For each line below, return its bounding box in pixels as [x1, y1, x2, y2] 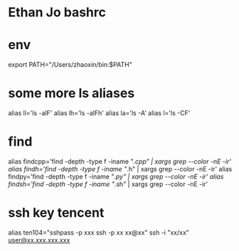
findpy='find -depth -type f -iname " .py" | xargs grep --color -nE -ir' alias [8, 172, 224, 181]
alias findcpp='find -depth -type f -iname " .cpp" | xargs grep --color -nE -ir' [8, 157, 232, 166]
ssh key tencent [8, 205, 105, 221]
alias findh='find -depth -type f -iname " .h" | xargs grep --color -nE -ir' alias [8, 165, 233, 173]
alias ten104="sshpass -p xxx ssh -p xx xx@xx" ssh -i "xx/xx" [8, 228, 189, 237]
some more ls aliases [8, 85, 135, 102]
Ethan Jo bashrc [8, 4, 106, 21]
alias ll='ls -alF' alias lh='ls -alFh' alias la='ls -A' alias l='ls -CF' [8, 109, 191, 117]
